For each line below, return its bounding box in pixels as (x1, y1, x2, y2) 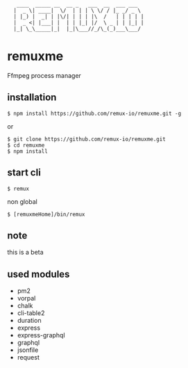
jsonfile (17, 346, 39, 354)
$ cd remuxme (7, 141, 45, 149)
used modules (7, 268, 70, 280)
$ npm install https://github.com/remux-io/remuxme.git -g (7, 110, 182, 117)
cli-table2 (17, 309, 45, 317)
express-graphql (17, 331, 65, 339)
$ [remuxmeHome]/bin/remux (7, 211, 85, 218)
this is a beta (7, 248, 44, 257)
